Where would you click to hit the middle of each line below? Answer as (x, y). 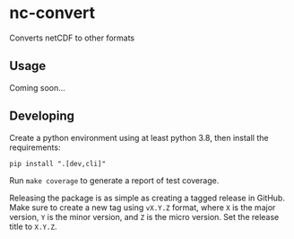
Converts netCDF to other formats (72, 38)
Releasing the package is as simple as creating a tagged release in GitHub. (147, 198)
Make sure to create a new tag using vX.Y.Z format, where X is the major (143, 207)
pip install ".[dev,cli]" (57, 164)
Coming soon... (37, 87)
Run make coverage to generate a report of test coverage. (114, 180)
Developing (42, 116)
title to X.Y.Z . (33, 226)
